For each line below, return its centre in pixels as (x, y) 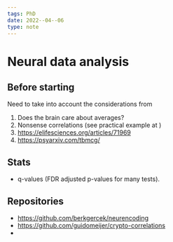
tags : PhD (22, 14)
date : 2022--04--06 (36, 20)
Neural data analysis (68, 61)
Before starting (41, 87)
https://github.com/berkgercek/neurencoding (83, 218)
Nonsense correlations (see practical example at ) (89, 125)
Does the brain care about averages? (71, 118)
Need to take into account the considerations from (80, 104)
